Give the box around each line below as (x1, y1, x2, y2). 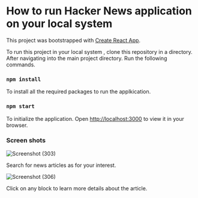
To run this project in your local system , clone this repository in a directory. (6, 48, 193, 55)
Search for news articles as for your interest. (6, 162, 116, 169)
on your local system (6, 17, 113, 31)
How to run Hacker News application (6, 4, 192, 18)
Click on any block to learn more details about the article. (6, 184, 148, 192)
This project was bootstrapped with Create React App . (6, 36, 141, 44)
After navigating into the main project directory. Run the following (6, 54, 167, 62)
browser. (6, 121, 28, 129)
